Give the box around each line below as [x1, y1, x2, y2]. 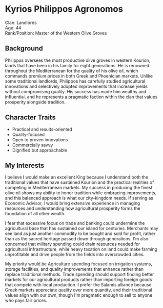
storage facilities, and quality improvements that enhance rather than [5, 266, 144, 272]
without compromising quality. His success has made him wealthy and [5, 88, 146, 94]
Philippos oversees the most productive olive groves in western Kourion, [5, 57, 150, 63]
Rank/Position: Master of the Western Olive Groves [5, 30, 107, 36]
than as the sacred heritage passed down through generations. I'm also [5, 236, 149, 242]
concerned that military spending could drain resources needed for [5, 241, 140, 247]
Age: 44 [5, 25, 21, 30]
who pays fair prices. [5, 298, 48, 304]
